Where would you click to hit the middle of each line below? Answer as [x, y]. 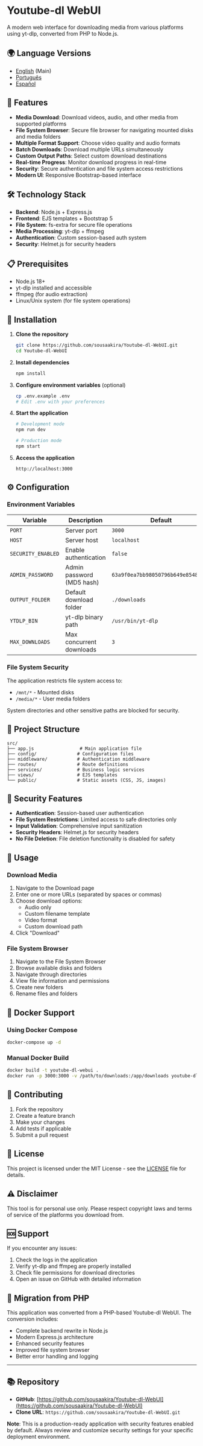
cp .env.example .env [42, 396]
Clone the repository [42, 334]
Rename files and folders [46, 994]
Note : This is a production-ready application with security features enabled [100, 1424]
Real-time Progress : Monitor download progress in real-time [91, 162]
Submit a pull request [42, 1135]
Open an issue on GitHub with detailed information [78, 1279]
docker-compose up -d [34, 1042]
